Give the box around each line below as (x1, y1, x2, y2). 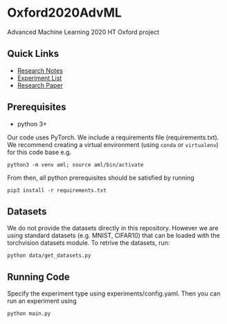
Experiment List (17, 74, 62, 82)
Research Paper (17, 81, 64, 89)
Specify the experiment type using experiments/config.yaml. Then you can (7, 289, 221, 298)
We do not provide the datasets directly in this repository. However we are (7, 224, 219, 232)
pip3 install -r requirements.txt (7, 187, 107, 194)
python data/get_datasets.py (7, 252, 91, 259)
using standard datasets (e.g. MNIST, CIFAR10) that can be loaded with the (7, 231, 220, 240)
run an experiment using (7, 297, 77, 305)
